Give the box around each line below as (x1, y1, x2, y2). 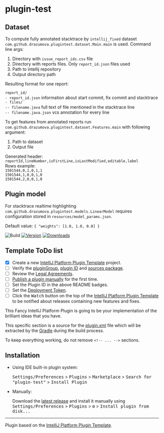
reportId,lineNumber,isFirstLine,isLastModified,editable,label (5, 159, 139, 164)
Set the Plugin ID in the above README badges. (12, 282, 108, 288)
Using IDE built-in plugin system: (12, 364, 78, 370)
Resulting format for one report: (5, 81, 69, 87)
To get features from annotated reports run (5, 119, 92, 124)
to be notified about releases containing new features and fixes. (12, 298, 141, 304)
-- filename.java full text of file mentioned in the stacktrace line (5, 104, 135, 110)
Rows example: (5, 163, 36, 168)
